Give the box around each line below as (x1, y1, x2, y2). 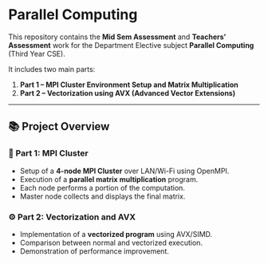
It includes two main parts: (8, 64, 96, 73)
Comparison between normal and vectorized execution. (19, 238, 203, 247)
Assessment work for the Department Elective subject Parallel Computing (8, 40, 254, 49)
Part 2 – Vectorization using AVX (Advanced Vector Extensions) (19, 88, 236, 97)
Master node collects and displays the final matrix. (19, 191, 186, 201)
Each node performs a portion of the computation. (19, 183, 186, 192)
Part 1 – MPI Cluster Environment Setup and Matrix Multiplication (19, 80, 239, 89)
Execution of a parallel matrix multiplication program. (19, 174, 199, 184)
